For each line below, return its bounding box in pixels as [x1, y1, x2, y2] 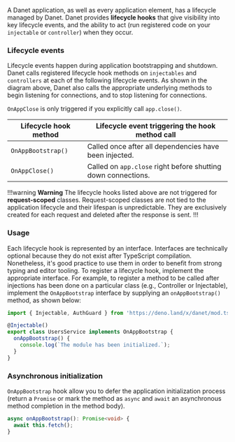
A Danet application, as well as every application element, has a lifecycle [7, 6, 217, 14]
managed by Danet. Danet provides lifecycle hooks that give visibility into [7, 13, 220, 22]
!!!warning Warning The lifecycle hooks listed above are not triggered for [7, 189, 218, 197]
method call [135, 130, 176, 140]
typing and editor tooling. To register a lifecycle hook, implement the [7, 266, 204, 274]
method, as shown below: [7, 296, 82, 304]
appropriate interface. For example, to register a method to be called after [7, 274, 220, 282]
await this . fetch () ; [13, 422, 73, 429]
